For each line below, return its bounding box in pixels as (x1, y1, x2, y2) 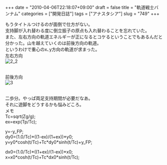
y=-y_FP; (5, 128, 24, 134)
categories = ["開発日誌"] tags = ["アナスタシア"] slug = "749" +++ (21, 11, 160, 17)
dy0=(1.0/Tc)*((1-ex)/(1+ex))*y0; (5, 134, 73, 139)
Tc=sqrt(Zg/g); (5, 113, 36, 119)
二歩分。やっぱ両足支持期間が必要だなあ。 (5, 95, 93, 101)
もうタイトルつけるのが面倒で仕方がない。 (5, 22, 93, 27)
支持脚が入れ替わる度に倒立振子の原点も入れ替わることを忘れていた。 (5, 28, 150, 34)
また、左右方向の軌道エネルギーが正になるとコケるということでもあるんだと (5, 34, 163, 40)
